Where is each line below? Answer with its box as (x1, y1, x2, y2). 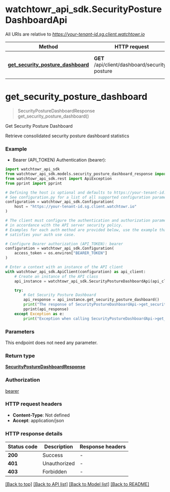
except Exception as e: (14, 311, 65, 316)
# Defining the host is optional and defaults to (5, 190, 112, 195)
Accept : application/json (12, 417, 64, 424)
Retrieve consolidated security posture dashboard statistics (5, 133, 130, 139)
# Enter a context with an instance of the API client (5, 264, 123, 270)
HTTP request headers (5, 400, 62, 407)
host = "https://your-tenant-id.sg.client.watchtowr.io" (14, 204, 137, 209)
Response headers (79, 443, 126, 450)
